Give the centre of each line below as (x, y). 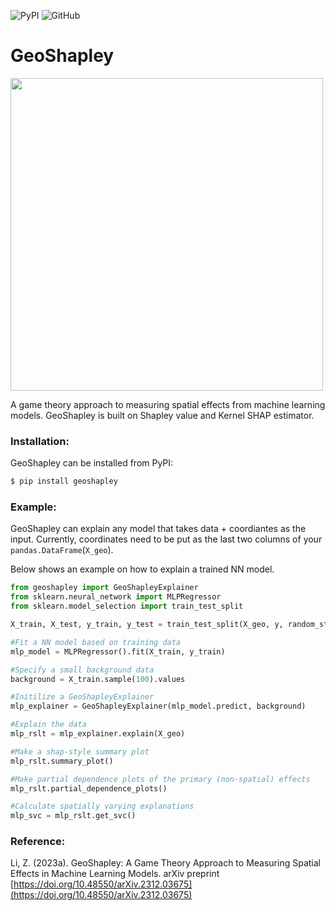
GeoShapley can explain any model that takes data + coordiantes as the (158, 529)
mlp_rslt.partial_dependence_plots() (89, 788)
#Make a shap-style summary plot (80, 751)
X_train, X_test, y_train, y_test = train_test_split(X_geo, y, (147, 625)
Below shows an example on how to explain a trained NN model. (142, 569)
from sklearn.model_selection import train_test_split (127, 606)
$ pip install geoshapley (64, 481)
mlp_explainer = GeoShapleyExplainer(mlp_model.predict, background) (158, 706)
